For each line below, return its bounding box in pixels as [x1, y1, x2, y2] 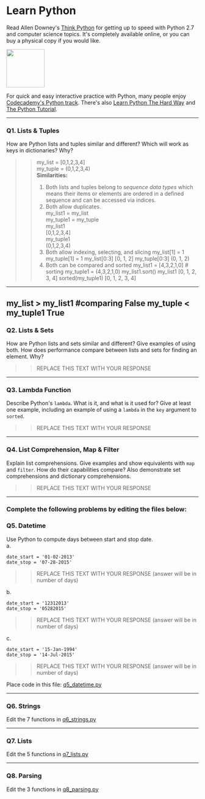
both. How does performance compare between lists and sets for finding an [6, 346, 197, 354]
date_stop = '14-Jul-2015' [6, 652, 75, 658]
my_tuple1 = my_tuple [45, 216, 99, 223]
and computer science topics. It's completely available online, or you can [6, 30, 190, 37]
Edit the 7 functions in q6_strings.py [6, 716, 96, 723]
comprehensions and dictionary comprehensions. [6, 472, 131, 480]
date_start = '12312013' [6, 600, 70, 606]
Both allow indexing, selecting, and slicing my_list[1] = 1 [45, 248, 184, 256]
